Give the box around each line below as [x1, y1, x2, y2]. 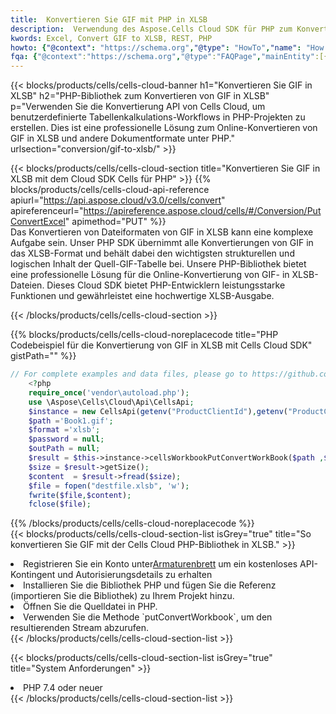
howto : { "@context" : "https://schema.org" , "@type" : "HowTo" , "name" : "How [10, 42, 325, 53]
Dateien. [10, 279, 45, 291]
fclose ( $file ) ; [28, 499, 92, 510]
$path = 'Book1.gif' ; [28, 416, 114, 426]
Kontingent [10, 569, 56, 581]
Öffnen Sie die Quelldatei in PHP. [23, 601, 158, 613]
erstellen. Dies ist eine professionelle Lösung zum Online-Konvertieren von [10, 122, 318, 134]
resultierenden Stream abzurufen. [10, 622, 149, 634]
